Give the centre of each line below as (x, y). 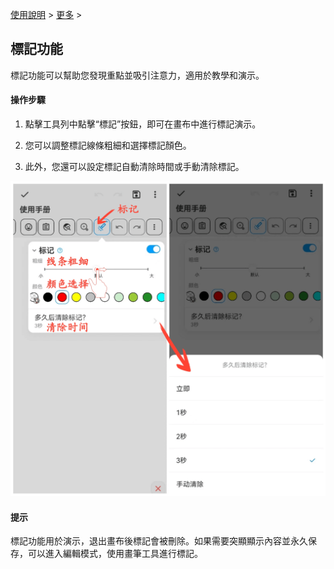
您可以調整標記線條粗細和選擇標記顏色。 (108, 145)
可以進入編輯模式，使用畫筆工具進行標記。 (115, 554)
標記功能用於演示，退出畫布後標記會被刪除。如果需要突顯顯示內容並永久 (159, 541)
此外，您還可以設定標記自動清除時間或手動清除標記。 (134, 167)
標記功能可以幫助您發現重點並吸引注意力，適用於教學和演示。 (137, 75)
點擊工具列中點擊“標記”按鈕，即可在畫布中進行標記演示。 (143, 124)
